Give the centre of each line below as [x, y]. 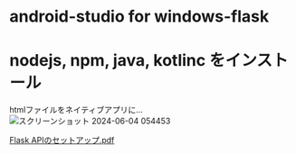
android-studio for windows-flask [139, 17]
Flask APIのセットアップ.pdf [62, 140]
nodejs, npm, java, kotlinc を [118, 61]
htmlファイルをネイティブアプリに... [76, 110]
